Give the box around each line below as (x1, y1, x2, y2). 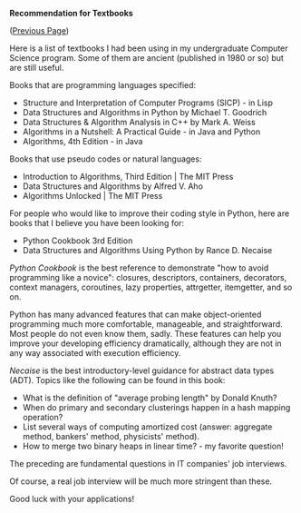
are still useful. (9, 63, 64, 73)
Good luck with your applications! (9, 494, 134, 504)
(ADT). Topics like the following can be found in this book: (9, 375, 226, 385)
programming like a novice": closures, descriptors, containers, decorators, (9, 272, 287, 282)
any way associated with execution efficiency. (9, 348, 181, 358)
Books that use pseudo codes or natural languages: (9, 153, 202, 164)
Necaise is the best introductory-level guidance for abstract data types (9, 365, 275, 376)
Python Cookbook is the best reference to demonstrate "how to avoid (9, 262, 269, 273)
